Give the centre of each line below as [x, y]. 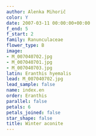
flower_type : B [25, 46]
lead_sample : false [31, 85]
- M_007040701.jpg [29, 62]
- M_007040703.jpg [29, 68]
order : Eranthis [27, 96]
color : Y [17, 17]
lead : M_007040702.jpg [35, 79]
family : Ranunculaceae [35, 40]
